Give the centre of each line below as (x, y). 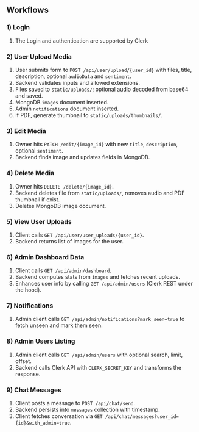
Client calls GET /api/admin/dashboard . (63, 270)
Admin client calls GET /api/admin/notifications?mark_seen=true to (100, 319)
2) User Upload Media (39, 56)
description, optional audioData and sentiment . (73, 76)
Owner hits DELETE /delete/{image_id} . (65, 186)
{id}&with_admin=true (42, 423)
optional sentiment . (39, 151)
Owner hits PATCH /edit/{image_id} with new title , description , (96, 144)
